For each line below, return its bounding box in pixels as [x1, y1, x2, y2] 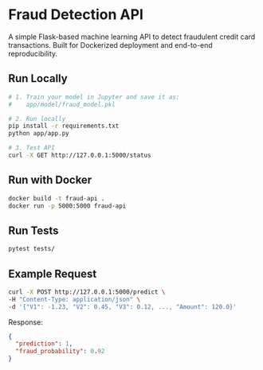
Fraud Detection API [8, 6, 143, 24]
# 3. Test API [8, 144, 56, 152]
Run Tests [8, 224, 59, 237]
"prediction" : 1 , [15, 340, 73, 348]
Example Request [8, 267, 97, 280]
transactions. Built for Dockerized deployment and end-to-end [8, 40, 213, 49]
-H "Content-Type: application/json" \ [8, 295, 141, 303]
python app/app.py [8, 130, 69, 138]
